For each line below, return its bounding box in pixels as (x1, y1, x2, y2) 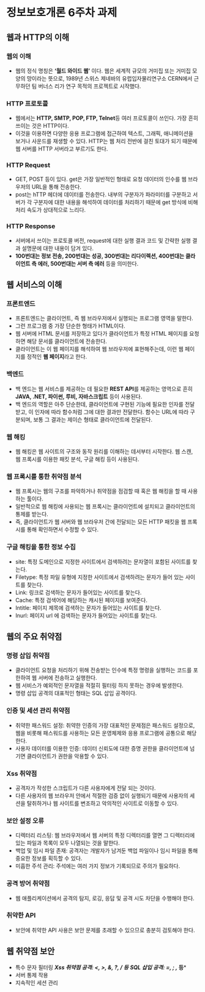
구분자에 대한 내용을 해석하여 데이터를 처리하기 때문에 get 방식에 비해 (33, 199, 198, 206)
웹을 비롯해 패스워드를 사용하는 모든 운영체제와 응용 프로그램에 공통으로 (15, 729, 185, 736)
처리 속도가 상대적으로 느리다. (15, 207, 86, 214)
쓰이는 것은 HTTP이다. (15, 122, 69, 130)
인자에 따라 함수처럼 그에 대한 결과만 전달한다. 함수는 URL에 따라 (34, 408, 189, 415)
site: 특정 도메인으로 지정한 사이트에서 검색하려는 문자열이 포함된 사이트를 (15, 557, 191, 565)
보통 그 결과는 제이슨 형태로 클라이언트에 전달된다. (33, 415, 153, 423)
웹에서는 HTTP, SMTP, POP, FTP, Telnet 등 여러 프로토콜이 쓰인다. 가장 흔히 (15, 114, 199, 122)
